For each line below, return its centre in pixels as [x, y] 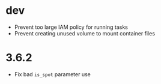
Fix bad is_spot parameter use [52, 74]
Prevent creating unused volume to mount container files [85, 33]
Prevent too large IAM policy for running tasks [71, 27]
